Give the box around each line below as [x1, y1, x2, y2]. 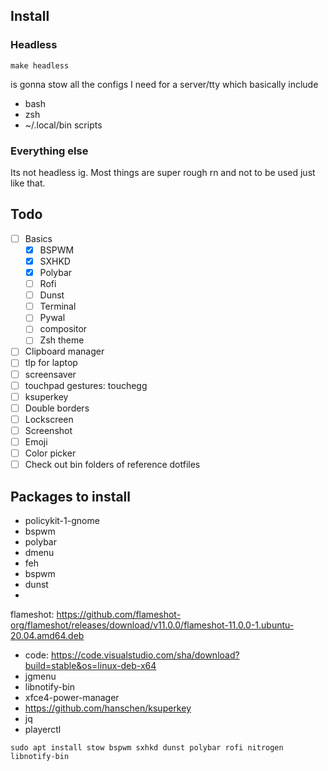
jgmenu [24, 670, 57, 682]
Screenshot [24, 424, 73, 436]
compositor [39, 323, 88, 335]
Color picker [24, 447, 77, 459]
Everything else [10, 144, 89, 158]
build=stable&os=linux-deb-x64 [24, 659, 157, 671]
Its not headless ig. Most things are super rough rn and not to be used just [10, 166, 316, 178]
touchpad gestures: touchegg [24, 379, 148, 391]
